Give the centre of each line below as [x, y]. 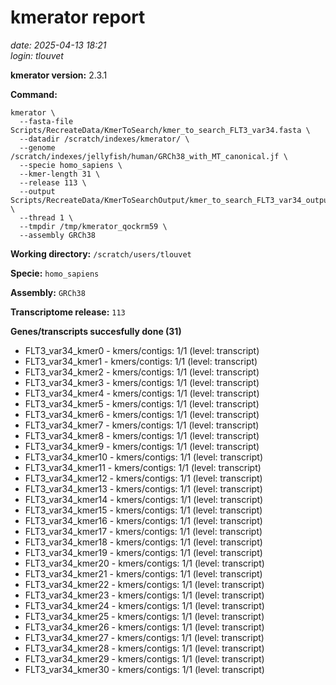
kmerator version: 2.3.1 [59, 75]
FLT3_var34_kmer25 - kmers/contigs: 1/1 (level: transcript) [144, 616]
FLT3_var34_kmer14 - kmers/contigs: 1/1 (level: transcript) [144, 499]
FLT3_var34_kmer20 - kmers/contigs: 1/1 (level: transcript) [144, 563]
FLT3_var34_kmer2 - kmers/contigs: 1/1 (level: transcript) [142, 372]
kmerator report [78, 17]
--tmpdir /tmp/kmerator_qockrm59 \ [93, 226]
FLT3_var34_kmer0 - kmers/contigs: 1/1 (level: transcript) [142, 350]
